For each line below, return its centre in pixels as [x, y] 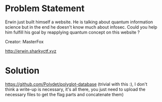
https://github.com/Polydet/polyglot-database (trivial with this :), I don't [76, 84]
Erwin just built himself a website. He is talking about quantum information [79, 22]
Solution [22, 71]
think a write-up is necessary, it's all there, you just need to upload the [75, 89]
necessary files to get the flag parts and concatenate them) [64, 94]
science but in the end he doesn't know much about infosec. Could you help [81, 27]
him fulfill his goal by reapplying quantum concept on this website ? [72, 32]
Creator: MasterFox [24, 41]
